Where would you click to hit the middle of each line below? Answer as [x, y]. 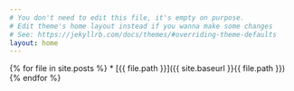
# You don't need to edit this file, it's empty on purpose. [127, 18]
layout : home [34, 43]
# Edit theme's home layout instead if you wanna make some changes [141, 26]
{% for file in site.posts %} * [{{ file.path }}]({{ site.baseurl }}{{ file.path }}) [147, 68]
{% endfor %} [35, 78]
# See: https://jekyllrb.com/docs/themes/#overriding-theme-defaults [143, 34]
